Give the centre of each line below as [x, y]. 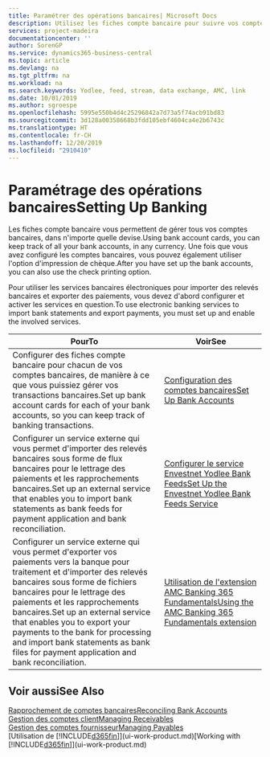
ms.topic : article [39, 61]
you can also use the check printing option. [80, 272]
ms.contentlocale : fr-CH [50, 135]
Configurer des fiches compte [69, 355]
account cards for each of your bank [81, 405]
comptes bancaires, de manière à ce [81, 375]
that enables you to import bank [72, 499]
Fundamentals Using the [209, 602]
